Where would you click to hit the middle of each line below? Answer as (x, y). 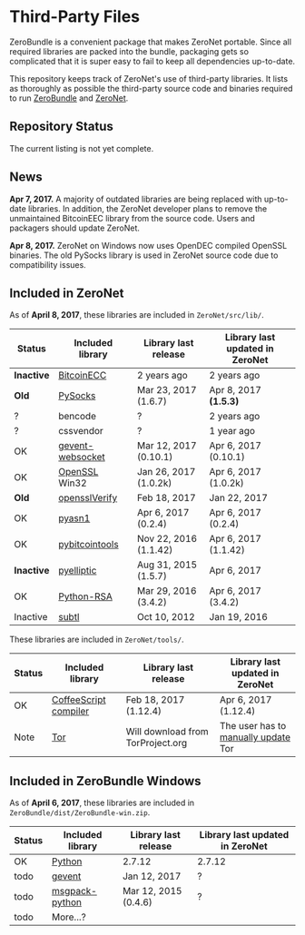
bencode (78, 417)
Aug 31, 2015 (167, 565)
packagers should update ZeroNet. (75, 228)
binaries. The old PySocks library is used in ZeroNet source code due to (144, 255)
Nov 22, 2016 (167, 539)
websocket (82, 458)
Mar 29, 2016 (167, 591)
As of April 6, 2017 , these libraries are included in (102, 803)
